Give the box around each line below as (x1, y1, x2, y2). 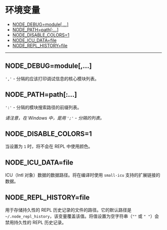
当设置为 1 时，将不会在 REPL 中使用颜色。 (5, 143, 93, 150)
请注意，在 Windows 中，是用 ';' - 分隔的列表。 (5, 115, 104, 121)
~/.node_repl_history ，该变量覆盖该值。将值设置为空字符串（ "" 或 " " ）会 (5, 213, 159, 219)
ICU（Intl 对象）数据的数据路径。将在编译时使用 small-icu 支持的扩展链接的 (5, 172, 161, 178)
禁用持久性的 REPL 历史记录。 (5, 220, 67, 225)
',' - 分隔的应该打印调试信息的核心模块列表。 (5, 75, 99, 81)
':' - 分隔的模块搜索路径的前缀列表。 (5, 104, 82, 110)
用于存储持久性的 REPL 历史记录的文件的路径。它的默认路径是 (5, 207, 132, 213)
